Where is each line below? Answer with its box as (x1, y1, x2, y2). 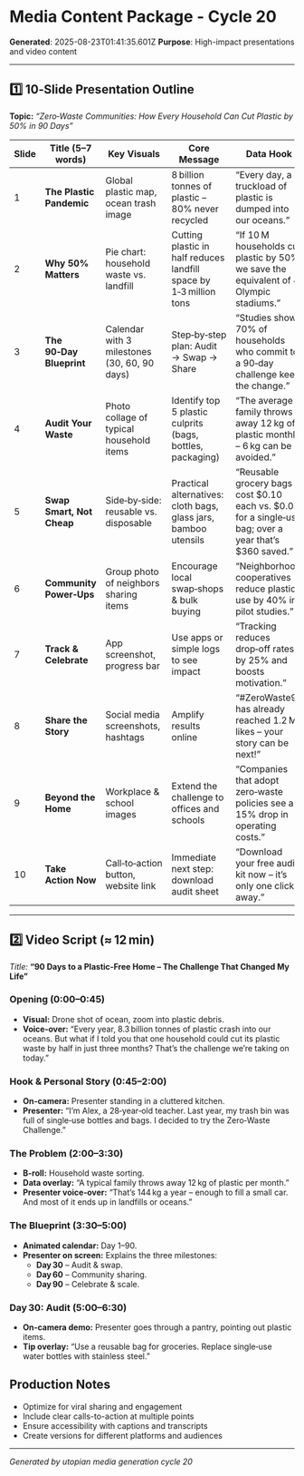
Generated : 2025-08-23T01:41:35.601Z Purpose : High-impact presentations (9, 36, 295, 47)
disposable (105, 516, 152, 529)
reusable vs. (105, 505, 157, 518)
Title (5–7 (49, 142, 92, 154)
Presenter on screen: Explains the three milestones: (22, 1249, 218, 1260)
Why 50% (44, 257, 89, 269)
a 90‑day (234, 357, 274, 369)
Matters (44, 268, 80, 280)
